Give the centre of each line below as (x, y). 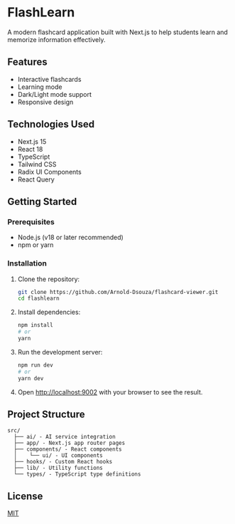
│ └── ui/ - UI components (58, 456)
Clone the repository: (49, 279)
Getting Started (42, 201)
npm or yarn (35, 245)
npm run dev (35, 365)
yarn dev (31, 378)
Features (27, 62)
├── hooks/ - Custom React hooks (63, 462)
